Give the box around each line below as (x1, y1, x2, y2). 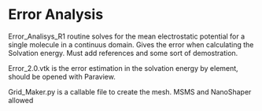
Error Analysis (8, 6, 104, 24)
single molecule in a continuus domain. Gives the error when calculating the (8, 39, 254, 49)
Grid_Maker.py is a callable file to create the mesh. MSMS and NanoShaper (8, 87, 252, 96)
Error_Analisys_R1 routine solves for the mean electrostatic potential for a (8, 31, 245, 41)
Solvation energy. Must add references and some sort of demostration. (8, 48, 238, 57)
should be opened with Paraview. (8, 72, 116, 81)
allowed (8, 95, 34, 105)
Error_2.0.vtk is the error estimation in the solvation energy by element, (8, 63, 238, 72)
